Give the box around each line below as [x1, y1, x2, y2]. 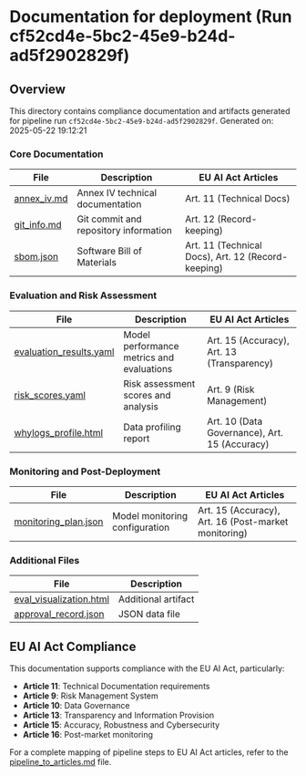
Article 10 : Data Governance [22, 700, 130, 710]
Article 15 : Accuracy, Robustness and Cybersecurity [22, 719, 220, 730]
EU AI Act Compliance [9, 638, 137, 654]
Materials [76, 256, 117, 269]
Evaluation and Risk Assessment [9, 289, 158, 302]
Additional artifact [117, 593, 195, 605]
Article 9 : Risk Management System [22, 690, 159, 701]
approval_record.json [14, 608, 105, 621]
